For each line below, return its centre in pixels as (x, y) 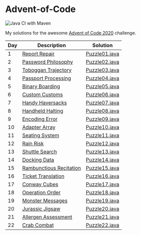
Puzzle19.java (103, 200)
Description (52, 45)
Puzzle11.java (103, 135)
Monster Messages (45, 200)
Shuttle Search (40, 152)
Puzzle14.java (103, 160)
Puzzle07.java (103, 102)
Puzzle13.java (103, 152)
